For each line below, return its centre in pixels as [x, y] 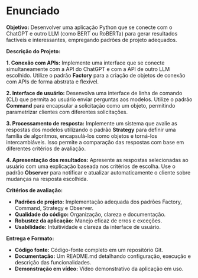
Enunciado [33, 11]
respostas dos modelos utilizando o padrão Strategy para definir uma [91, 130]
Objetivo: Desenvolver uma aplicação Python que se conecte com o [89, 27]
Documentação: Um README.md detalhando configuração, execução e [103, 256]
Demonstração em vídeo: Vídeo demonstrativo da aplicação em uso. [99, 269]
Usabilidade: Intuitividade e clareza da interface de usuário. [88, 227]
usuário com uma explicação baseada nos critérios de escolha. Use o [91, 166]
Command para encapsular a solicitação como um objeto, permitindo [91, 105]
